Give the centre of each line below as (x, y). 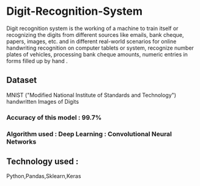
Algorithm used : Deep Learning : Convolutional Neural (89, 134)
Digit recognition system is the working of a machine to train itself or (92, 28)
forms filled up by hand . (37, 61)
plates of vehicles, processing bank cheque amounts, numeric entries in (97, 54)
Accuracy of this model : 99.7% (54, 117)
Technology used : (43, 161)
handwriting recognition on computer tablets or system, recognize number (100, 48)
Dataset (22, 80)
